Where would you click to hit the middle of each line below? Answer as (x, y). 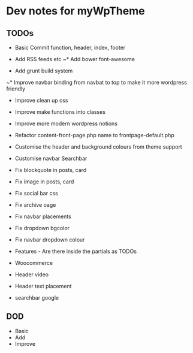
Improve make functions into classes (60, 112)
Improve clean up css (41, 100)
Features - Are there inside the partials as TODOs (76, 251)
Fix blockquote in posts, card (51, 170)
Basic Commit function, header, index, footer (70, 47)
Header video (32, 274)
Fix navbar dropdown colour (50, 240)
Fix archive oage (35, 205)
